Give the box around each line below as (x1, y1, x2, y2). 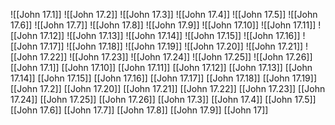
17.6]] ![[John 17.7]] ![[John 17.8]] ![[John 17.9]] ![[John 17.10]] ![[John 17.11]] (10, 19, 317, 31)
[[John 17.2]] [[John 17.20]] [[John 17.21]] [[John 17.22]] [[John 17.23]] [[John (10, 83, 326, 94)
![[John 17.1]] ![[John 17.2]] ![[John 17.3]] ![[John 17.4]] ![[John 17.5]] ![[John (10, 9, 318, 20)
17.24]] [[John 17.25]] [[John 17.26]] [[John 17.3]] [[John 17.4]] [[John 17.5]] (10, 94, 317, 105)
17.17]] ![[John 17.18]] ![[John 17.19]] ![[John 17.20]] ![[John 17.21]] (39, 40, 304, 52)
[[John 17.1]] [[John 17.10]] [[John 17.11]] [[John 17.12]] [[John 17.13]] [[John (10, 62, 313, 73)
